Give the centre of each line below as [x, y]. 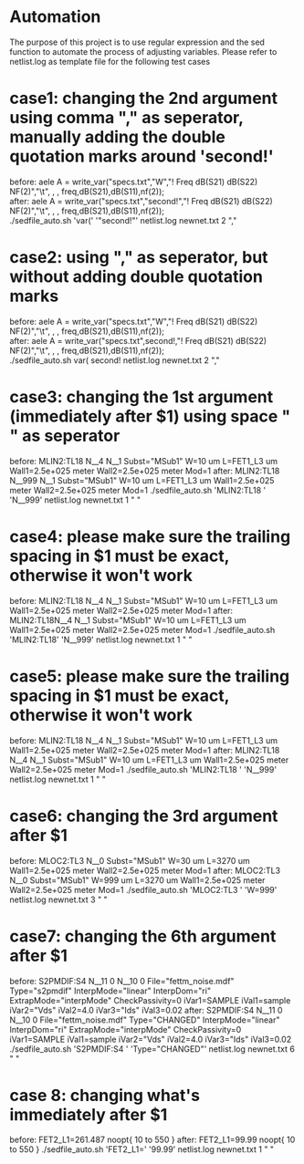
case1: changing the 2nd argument [144, 99]
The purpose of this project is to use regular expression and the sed [137, 42]
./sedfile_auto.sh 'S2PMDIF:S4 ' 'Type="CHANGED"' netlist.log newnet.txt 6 [152, 1049]
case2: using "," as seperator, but [139, 258]
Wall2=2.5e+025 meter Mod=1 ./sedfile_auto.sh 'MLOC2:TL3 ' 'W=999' [143, 889]
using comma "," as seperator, [126, 118]
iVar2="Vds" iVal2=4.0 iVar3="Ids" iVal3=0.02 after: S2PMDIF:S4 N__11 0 [146, 1010]
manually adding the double [118, 137]
